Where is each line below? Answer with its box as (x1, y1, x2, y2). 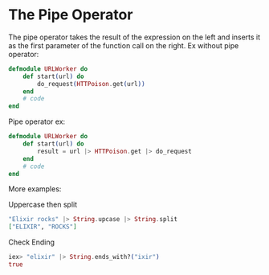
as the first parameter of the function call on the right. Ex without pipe (8, 40, 239, 50)
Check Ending (8, 237, 55, 247)
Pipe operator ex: (8, 117, 66, 126)
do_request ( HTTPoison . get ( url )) (37, 80, 146, 88)
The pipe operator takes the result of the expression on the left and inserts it (8, 32, 261, 42)
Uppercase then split (8, 199, 78, 210)
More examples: (8, 184, 62, 194)
